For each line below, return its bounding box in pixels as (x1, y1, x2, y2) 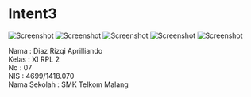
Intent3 (8, 5, 57, 23)
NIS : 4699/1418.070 (8, 71, 75, 80)
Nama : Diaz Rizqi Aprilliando (8, 46, 103, 55)
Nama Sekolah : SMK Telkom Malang (8, 80, 129, 89)
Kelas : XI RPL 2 (8, 54, 60, 64)
